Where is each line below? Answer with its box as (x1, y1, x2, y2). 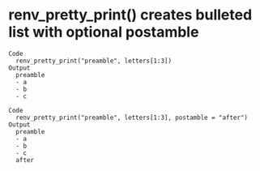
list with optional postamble (8, 23, 199, 41)
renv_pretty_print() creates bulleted (8, 6, 253, 24)
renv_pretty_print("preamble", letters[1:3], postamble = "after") (15, 113, 249, 122)
